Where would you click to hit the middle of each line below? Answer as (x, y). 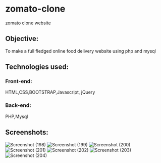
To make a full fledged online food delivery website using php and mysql (81, 51)
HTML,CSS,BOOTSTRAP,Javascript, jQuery (50, 92)
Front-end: (19, 81)
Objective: (22, 39)
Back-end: (18, 105)
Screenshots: (27, 132)
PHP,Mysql (17, 116)
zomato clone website (28, 23)
